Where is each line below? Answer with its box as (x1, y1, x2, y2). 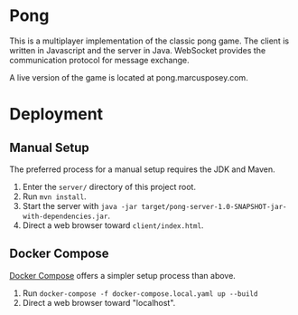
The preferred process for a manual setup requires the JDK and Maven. (9, 164, 275, 175)
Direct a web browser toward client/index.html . (22, 219, 204, 231)
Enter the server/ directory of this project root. (22, 181, 197, 192)
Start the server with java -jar (22, 200, 138, 211)
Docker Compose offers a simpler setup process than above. (9, 270, 237, 281)
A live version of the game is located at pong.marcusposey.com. (9, 72, 248, 82)
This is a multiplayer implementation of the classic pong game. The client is (9, 35, 290, 46)
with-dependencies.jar (22, 212, 108, 221)
